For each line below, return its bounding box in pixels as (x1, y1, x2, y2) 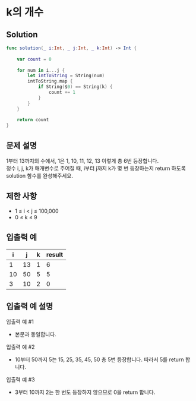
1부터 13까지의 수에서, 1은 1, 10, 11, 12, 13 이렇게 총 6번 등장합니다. (6, 157, 159, 164)
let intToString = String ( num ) (27, 72, 105, 79)
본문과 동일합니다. (14, 331, 56, 338)
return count (17, 117, 49, 123)
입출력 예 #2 (6, 343, 35, 351)
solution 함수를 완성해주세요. (6, 172, 73, 179)
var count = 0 (17, 56, 52, 62)
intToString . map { (27, 78, 73, 84)
